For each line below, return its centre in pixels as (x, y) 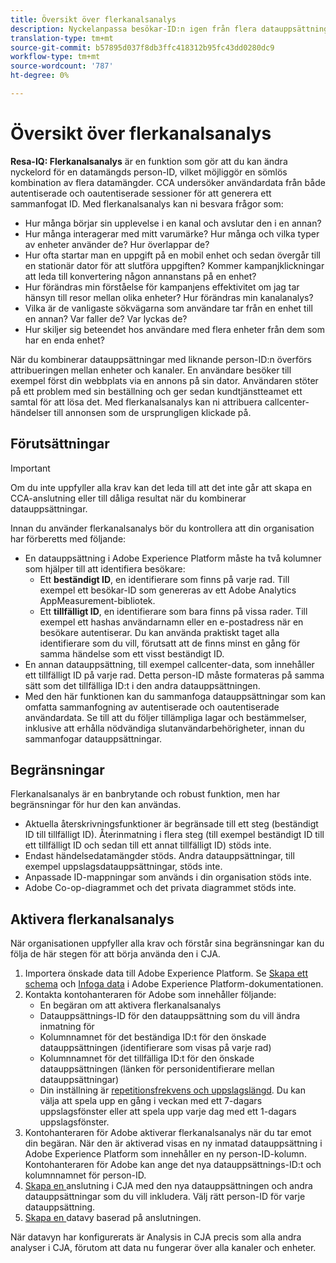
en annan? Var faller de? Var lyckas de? (106, 318)
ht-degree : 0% (40, 76)
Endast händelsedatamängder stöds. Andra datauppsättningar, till (159, 856)
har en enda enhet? (64, 340)
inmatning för (67, 1027)
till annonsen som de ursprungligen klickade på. (152, 412)
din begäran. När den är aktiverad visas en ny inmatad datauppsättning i (173, 1143)
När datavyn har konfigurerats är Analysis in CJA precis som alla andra (156, 1237)
